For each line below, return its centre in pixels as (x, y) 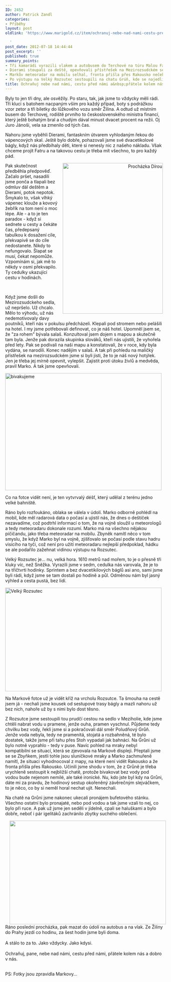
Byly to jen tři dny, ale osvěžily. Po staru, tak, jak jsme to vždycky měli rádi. (82, 98)
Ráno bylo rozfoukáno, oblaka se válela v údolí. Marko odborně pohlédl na (81, 512)
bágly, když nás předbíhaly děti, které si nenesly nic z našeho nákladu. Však (83, 145)
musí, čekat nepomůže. (29, 256)
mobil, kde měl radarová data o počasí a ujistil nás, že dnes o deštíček (77, 518)
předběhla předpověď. (28, 171)
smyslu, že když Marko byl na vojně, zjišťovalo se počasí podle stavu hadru (83, 539)
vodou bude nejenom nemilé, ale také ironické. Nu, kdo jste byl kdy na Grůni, (84, 777)
